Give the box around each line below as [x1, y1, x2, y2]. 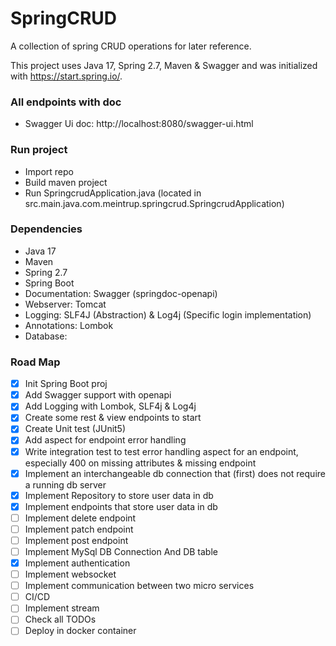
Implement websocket [24, 568, 117, 581]
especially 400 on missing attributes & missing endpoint [24, 457, 257, 469]
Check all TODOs [24, 613, 97, 626]
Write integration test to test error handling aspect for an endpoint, [24, 445, 299, 457]
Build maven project [24, 176, 108, 188]
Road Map [10, 355, 61, 369]
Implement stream [24, 602, 100, 614]
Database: [24, 330, 68, 342]
